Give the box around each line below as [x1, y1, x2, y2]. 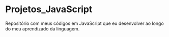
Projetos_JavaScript [5, 4, 93, 15]
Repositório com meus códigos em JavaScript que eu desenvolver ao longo [5, 20, 164, 26]
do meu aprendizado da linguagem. [5, 25, 80, 31]
